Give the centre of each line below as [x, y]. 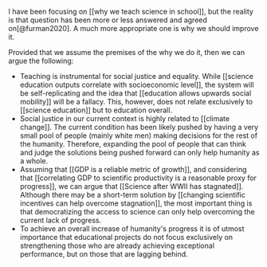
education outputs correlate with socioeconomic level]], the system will [137, 84]
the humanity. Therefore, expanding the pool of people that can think [133, 144]
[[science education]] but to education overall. [96, 110]
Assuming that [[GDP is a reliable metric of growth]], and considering [133, 169]
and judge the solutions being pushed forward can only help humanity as [140, 152]
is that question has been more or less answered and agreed [108, 20]
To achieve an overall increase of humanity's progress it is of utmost [132, 229]
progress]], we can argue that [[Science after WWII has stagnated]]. [132, 186]
